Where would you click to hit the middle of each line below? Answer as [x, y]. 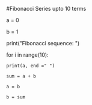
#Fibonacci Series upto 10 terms [46, 9]
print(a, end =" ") [31, 66]
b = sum [16, 97]
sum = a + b [21, 76]
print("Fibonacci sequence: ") [43, 43]
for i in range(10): [28, 55]
